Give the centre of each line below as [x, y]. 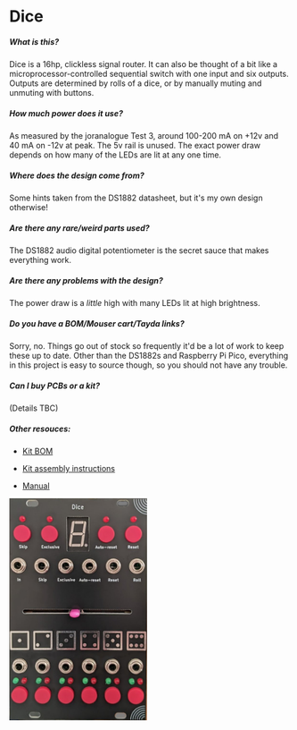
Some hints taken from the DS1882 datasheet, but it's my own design [136, 198]
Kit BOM [37, 451]
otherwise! [29, 208]
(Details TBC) [34, 408]
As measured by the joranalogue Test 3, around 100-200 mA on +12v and [144, 136]
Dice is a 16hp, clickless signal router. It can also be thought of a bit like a [144, 64]
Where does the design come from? [77, 175]
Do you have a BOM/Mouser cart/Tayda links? [97, 323]
